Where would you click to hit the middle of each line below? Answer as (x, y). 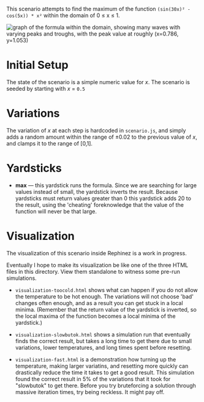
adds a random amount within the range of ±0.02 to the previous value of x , (102, 137)
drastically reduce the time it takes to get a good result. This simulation (105, 372)
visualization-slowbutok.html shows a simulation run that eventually (103, 334)
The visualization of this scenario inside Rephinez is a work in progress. (96, 253)
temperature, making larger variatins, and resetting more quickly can (102, 366)
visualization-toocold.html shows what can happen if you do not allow (106, 290)
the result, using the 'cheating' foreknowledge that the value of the (99, 204)
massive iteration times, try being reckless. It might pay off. (90, 392)
